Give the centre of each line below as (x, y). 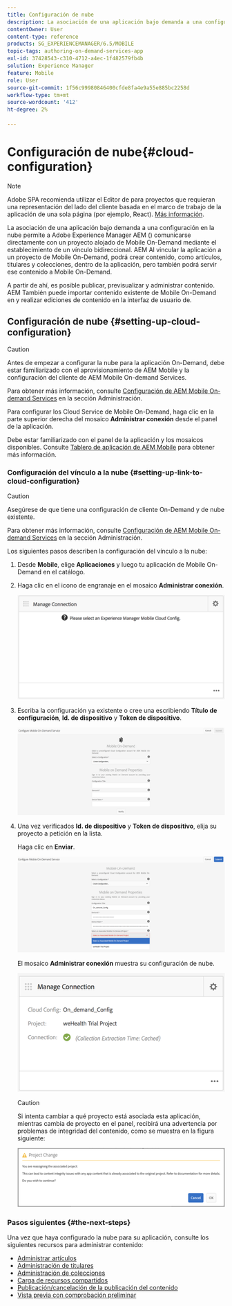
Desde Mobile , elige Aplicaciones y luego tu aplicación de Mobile (111, 564)
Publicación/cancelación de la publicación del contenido (97, 1287)
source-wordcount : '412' (43, 103)
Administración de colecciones (61, 1273)
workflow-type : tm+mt (38, 95)
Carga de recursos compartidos (62, 1280)
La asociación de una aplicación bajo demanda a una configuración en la (111, 227)
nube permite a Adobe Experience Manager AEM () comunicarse (99, 235)
